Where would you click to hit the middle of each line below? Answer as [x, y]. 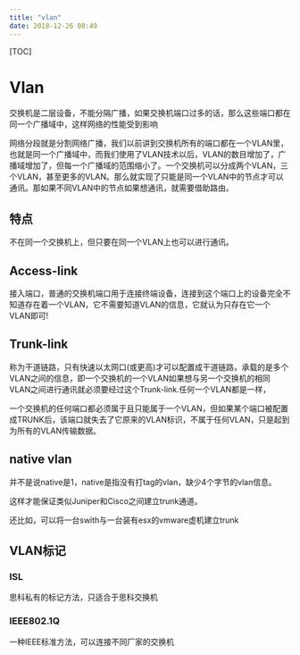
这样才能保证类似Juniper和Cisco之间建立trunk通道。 [106, 500]
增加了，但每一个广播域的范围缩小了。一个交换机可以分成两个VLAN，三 [156, 165]
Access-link [44, 270]
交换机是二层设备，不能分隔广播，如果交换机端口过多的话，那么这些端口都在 [150, 113]
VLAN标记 [38, 551]
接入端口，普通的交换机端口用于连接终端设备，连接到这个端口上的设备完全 [146, 294]
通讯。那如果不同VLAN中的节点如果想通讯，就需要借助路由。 [121, 188]
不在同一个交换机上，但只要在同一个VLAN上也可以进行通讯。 [121, 242]
